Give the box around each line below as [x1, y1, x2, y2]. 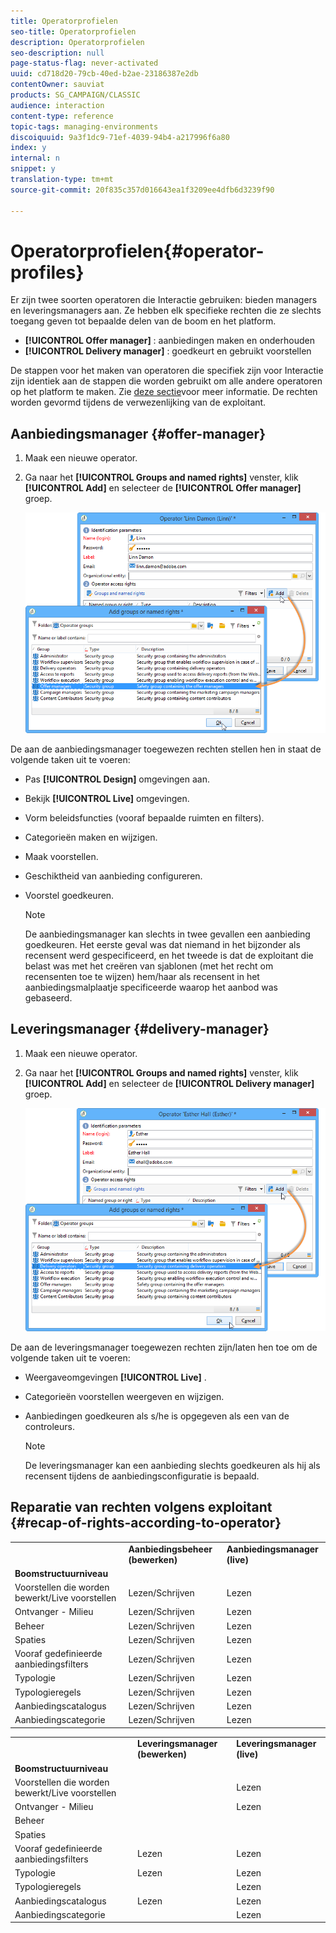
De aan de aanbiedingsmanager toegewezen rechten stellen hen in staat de [10, 743, 322, 755]
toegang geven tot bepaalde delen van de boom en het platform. [10, 315, 277, 327]
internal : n [10, 153, 60, 164]
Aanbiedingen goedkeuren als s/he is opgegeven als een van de [24, 1410, 290, 1422]
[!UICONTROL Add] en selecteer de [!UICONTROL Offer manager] [24, 482, 302, 494]
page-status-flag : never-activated [10, 58, 159, 69]
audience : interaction [10, 100, 105, 110]
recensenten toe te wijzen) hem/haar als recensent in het [24, 971, 260, 982]
